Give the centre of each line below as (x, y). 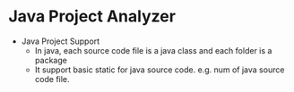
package (51, 60)
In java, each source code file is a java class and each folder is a (153, 50)
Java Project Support (61, 41)
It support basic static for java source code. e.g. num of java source (160, 70)
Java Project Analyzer (92, 17)
